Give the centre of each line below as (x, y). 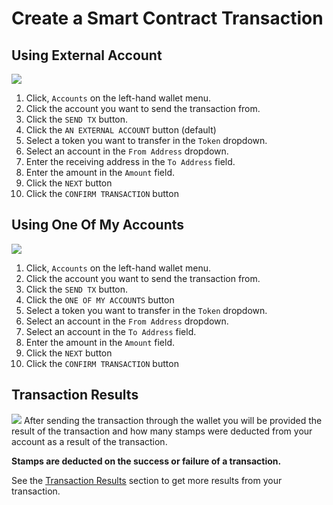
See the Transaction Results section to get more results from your (147, 480)
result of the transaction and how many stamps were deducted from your (162, 431)
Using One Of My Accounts (98, 225)
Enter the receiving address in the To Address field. (130, 161)
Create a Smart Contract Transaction (167, 18)
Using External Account (87, 55)
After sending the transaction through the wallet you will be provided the (173, 420)
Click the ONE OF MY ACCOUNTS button (100, 299)
